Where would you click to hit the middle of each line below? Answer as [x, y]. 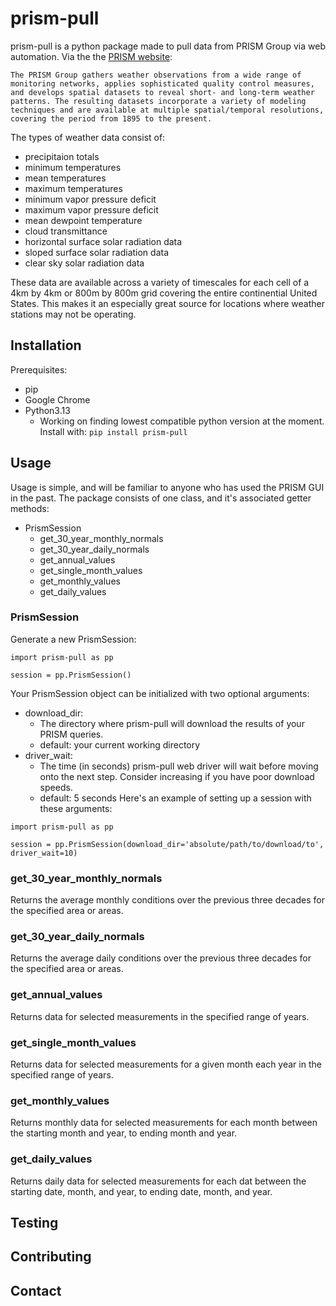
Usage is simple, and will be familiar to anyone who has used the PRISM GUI [167, 487]
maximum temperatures [73, 188]
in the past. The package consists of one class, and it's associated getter [161, 498]
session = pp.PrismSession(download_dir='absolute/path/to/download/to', [167, 844]
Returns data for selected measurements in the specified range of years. [160, 1016]
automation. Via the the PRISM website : [91, 56]
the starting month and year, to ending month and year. [124, 1133]
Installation [46, 345]
